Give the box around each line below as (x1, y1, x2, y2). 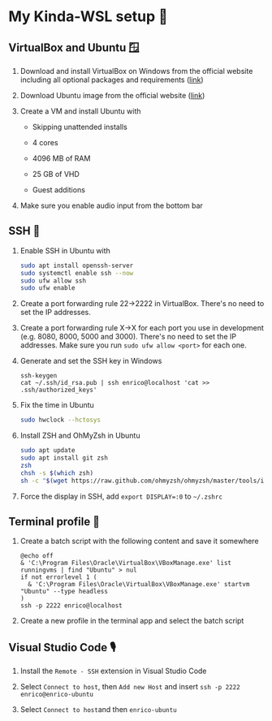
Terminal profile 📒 (8, 515, 100, 529)
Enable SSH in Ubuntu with (19, 245, 111, 255)
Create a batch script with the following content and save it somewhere (19, 536, 259, 546)
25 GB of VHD (32, 170, 80, 179)
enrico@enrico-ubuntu (19, 690, 93, 699)
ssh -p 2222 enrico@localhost (19, 602, 123, 610)
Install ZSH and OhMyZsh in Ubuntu (19, 430, 140, 441)
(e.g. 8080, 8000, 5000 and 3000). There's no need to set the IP (19, 332, 237, 342)
